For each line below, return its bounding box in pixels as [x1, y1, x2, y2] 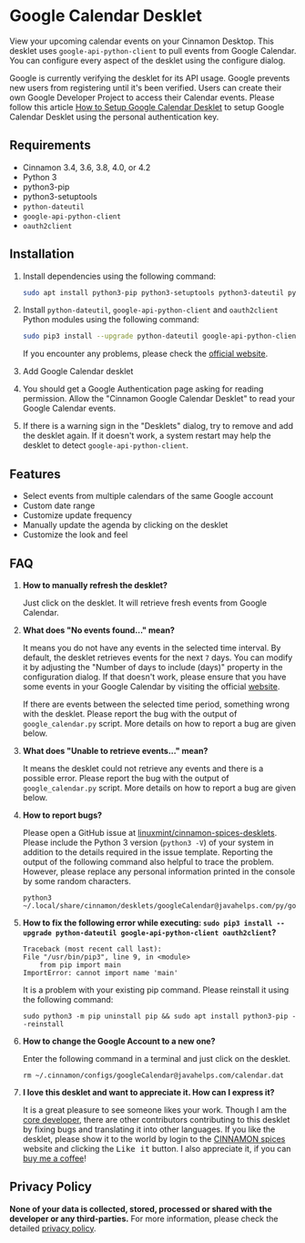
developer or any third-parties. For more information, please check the [9, 1213, 279, 1224]
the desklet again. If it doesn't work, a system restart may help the [22, 430, 271, 442]
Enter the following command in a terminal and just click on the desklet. [22, 1053, 291, 1064]
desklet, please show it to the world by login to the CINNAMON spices [22, 1133, 286, 1144]
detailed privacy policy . [9, 1222, 97, 1234]
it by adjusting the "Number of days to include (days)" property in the [22, 661, 283, 672]
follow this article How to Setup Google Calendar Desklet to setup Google [9, 101, 285, 112]
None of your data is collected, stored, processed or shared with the [9, 1203, 273, 1214]
